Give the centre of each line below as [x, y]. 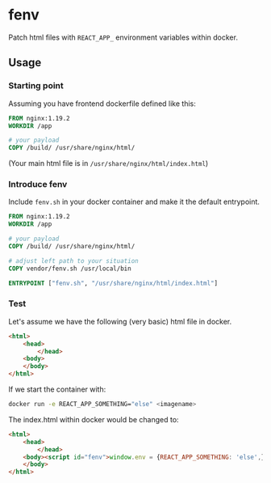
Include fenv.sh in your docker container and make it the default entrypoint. [134, 202]
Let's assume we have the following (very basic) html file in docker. [120, 321]
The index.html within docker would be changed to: [94, 419]
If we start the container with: [57, 389]
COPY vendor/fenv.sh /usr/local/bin [70, 269]
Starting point [36, 86]
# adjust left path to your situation [73, 261]
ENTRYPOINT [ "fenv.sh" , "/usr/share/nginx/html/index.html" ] [113, 283]
